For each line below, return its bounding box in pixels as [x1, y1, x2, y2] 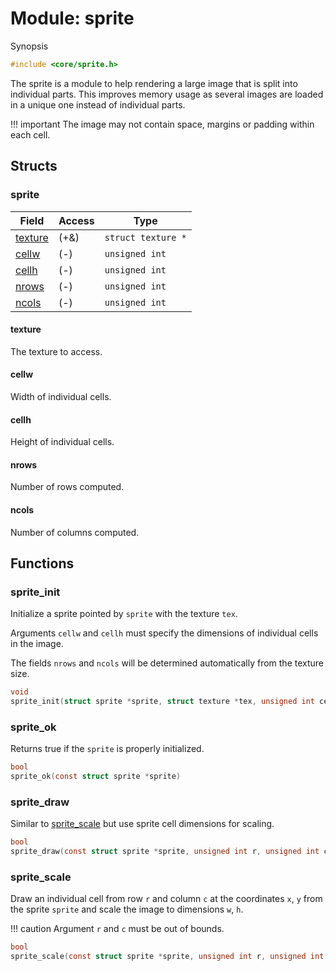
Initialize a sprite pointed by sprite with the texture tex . [10, 608, 238, 620]
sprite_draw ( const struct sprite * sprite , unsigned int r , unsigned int [10, 847, 320, 857]
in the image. [10, 638, 64, 650]
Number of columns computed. [10, 526, 140, 538]
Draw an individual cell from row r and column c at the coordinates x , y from [10, 893, 323, 905]
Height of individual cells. [10, 436, 115, 448]
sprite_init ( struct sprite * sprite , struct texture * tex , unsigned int [10, 697, 315, 707]
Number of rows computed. [10, 481, 125, 493]
